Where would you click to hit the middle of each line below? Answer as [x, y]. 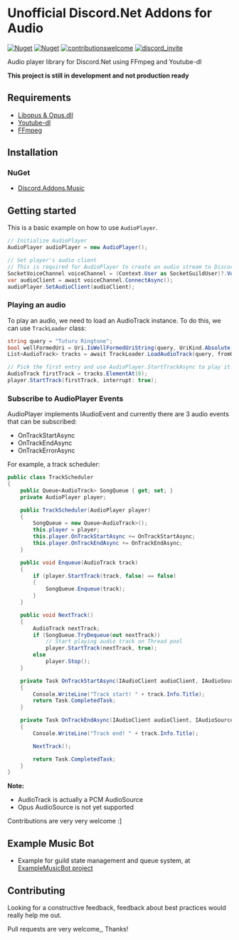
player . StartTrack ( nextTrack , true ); [101, 648]
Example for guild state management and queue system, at [104, 861]
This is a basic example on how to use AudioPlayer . [83, 228]
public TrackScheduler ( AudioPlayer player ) [86, 510]
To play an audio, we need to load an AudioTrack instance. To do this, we [115, 320]
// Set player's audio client [52, 260]
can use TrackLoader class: [47, 328]
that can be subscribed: [42, 422]
